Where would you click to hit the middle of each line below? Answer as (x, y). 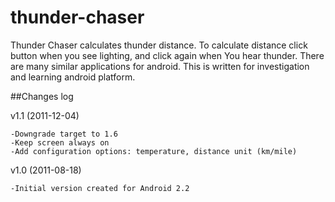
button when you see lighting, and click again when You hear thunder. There (167, 55)
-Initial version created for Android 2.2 (100, 188)
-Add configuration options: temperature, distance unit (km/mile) (154, 151)
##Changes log (42, 96)
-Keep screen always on (60, 142)
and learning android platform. (73, 77)
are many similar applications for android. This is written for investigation (160, 66)
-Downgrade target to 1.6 (64, 134)
